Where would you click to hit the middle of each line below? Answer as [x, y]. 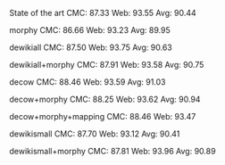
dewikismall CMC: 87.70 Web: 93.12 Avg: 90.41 [95, 134]
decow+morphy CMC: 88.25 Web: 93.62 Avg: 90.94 [105, 99]
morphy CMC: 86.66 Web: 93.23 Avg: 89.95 [90, 30]
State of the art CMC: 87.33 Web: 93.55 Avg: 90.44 [103, 13]
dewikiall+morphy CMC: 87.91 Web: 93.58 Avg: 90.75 [107, 65]
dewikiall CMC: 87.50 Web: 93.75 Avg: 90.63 [91, 47]
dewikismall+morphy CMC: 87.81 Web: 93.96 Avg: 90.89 [112, 151]
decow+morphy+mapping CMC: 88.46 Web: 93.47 [103, 116]
